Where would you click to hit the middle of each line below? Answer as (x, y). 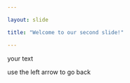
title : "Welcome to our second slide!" (66, 32)
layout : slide (28, 20)
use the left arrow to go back (49, 72)
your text (20, 58)
